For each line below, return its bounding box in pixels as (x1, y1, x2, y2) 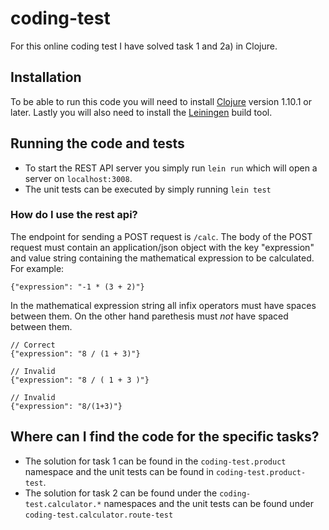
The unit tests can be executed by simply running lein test (24, 183, 272, 195)
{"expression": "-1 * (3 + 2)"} (10, 282, 145, 292)
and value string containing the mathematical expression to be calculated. (10, 252, 315, 264)
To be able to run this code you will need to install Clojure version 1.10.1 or (10, 95, 313, 107)
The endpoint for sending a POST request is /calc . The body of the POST (10, 230, 313, 242)
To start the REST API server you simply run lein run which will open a (24, 162, 318, 174)
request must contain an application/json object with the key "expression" (10, 241, 315, 253)
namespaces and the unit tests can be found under (103, 497, 314, 509)
